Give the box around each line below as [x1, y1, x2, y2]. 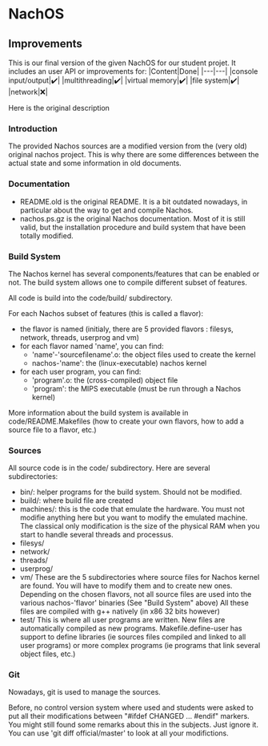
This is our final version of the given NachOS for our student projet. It [8, 58, 236, 67]
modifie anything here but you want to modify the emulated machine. [19, 513, 248, 522]
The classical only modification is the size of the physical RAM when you [19, 521, 260, 531]
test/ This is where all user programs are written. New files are [19, 615, 226, 625]
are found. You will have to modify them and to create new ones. [19, 581, 233, 590]
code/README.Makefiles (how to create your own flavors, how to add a [8, 416, 244, 426]
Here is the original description [8, 103, 110, 112]
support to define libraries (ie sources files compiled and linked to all [19, 632, 246, 642]
